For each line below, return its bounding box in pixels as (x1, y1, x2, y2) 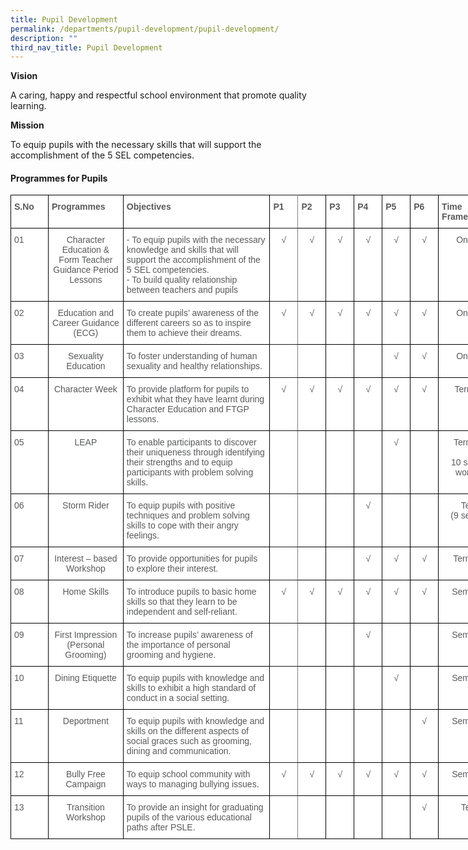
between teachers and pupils (126, 284, 239, 296)
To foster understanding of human (126, 351, 258, 362)
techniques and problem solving (126, 510, 250, 521)
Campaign (65, 779, 107, 790)
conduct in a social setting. (126, 692, 230, 704)
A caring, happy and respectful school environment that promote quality (10, 89, 307, 101)
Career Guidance (52, 317, 120, 329)
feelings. (126, 530, 160, 541)
